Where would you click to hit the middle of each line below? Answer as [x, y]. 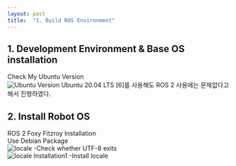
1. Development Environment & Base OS [96, 49]
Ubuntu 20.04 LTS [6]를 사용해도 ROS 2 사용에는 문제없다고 [145, 85]
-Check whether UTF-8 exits [75, 148]
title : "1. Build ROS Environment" [61, 20]
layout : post [26, 14]
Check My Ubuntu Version [46, 77]
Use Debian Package [38, 141]
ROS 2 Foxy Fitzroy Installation [52, 134]
